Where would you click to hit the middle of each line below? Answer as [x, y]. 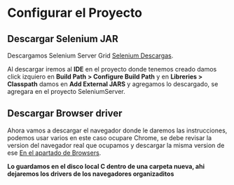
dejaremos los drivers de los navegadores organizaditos [91, 174]
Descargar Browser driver [65, 114]
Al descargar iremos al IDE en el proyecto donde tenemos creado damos [112, 69]
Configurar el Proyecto [75, 13]
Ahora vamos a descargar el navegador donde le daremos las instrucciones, [117, 130]
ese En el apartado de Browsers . [54, 153]
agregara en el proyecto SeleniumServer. [67, 91]
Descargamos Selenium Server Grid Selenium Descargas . [90, 55]
